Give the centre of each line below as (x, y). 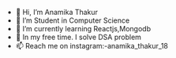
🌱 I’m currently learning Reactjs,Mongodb (83, 29)
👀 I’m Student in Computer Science (73, 20)
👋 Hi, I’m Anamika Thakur (57, 12)
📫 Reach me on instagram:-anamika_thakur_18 (92, 46)
